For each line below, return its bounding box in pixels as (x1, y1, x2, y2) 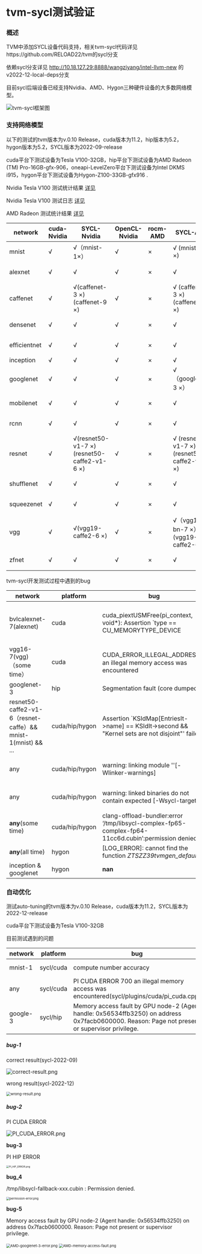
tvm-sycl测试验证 (6, 5, 95, 19)
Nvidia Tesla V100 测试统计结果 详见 (6, 184, 96, 191)
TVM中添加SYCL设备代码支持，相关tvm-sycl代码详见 (6, 43, 138, 51)
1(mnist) (9, 738, 34, 746)
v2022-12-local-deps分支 (6, 71, 70, 78)
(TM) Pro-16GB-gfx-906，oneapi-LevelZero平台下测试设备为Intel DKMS (6, 163, 185, 171)
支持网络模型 (6, 121, 44, 130)
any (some (9, 819, 38, 827)
